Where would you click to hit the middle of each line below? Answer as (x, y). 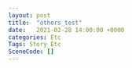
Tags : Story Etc (35, 45)
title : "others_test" (45, 23)
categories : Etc (35, 37)
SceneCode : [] (31, 52)
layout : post (29, 15)
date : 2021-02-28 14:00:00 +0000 (66, 30)
